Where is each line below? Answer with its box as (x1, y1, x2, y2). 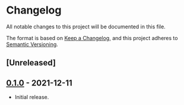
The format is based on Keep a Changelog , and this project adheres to (6, 34, 178, 41)
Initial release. (14, 94, 49, 101)
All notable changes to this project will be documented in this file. (6, 23, 166, 30)
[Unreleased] (6, 58, 56, 68)
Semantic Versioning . (6, 41, 58, 48)
